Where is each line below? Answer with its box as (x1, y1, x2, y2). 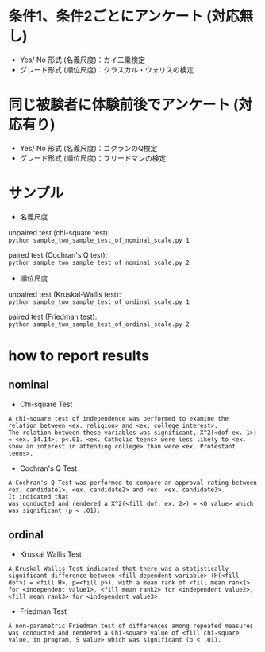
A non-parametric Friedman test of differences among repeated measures (8, 622, 254, 630)
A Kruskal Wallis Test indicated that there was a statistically (8, 565, 229, 572)
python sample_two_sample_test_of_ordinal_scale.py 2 (8, 320, 190, 328)
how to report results (8, 347, 149, 364)
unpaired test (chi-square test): (8, 227, 110, 237)
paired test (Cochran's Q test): (8, 250, 108, 259)
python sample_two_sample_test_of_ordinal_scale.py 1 (8, 297, 190, 306)
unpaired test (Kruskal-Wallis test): (8, 289, 121, 299)
